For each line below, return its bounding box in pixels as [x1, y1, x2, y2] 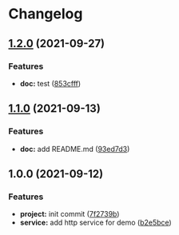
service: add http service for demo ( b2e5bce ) [19, 217, 172, 228]
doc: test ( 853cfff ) [19, 78, 82, 88]
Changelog [8, 5, 83, 23]
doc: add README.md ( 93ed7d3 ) [19, 144, 130, 153]
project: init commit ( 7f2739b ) [19, 209, 120, 219]
